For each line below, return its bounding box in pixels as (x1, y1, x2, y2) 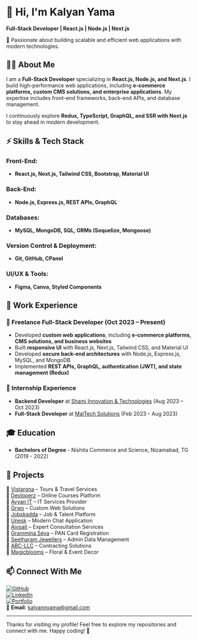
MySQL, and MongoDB (14, 357, 71, 364)
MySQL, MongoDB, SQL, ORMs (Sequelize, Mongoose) (14, 227, 151, 234)
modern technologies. (6, 43, 60, 50)
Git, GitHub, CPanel (14, 255, 64, 262)
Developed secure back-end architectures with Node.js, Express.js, (14, 350, 181, 357)
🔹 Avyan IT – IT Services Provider (6, 498, 87, 505)
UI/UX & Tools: (6, 270, 49, 278)
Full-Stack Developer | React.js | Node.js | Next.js (6, 25, 130, 32)
